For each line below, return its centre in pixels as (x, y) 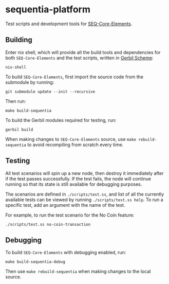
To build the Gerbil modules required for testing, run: (61, 120)
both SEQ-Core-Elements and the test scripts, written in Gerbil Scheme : (79, 58)
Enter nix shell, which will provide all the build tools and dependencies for (83, 52)
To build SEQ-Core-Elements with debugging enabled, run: (66, 253)
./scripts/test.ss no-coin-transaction (48, 224)
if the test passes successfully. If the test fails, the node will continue (78, 179)
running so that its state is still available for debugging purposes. (74, 184)
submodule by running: (30, 82)
